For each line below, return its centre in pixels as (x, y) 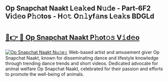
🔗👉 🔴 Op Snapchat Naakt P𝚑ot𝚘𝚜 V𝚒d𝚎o (73, 37)
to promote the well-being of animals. (45, 74)
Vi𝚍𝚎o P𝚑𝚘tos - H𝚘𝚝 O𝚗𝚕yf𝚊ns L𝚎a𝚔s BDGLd (80, 17)
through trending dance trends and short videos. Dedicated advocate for (82, 63)
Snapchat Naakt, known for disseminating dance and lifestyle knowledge (82, 58)
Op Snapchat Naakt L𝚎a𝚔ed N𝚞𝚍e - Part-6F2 (78, 8)
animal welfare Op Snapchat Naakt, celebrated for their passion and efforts (84, 69)
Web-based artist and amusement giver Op (114, 52)
